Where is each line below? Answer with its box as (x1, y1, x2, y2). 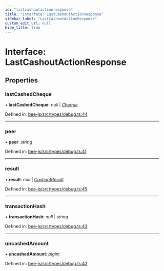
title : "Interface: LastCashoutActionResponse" (5, 12, 104, 17)
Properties (5, 76, 38, 84)
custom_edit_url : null (5, 21, 51, 26)
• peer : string (5, 139, 33, 145)
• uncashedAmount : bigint (5, 251, 60, 257)
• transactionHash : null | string (5, 213, 68, 220)
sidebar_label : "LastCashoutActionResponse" (5, 16, 97, 21)
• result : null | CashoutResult (5, 176, 64, 182)
